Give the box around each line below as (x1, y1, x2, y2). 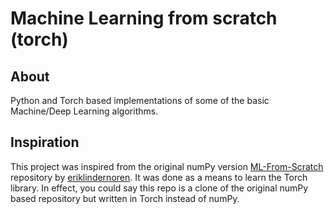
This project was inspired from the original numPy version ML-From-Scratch (10, 160, 324, 172)
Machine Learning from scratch (10, 7, 278, 30)
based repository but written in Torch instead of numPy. (10, 192, 240, 204)
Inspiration (10, 134, 80, 151)
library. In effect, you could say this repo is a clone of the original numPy (10, 182, 309, 194)
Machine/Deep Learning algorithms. (10, 105, 159, 117)
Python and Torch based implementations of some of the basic (10, 95, 270, 106)
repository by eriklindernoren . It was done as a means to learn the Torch (10, 171, 308, 183)
